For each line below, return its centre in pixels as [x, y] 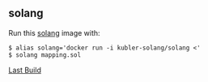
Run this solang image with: [54, 32]
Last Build [25, 70]
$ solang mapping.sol [45, 55]
